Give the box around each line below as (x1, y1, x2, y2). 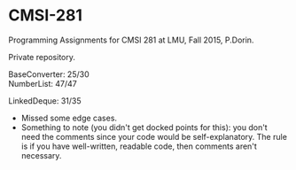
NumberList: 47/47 (8, 78, 77, 89)
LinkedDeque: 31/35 (8, 95, 82, 106)
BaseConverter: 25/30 (8, 68, 90, 80)
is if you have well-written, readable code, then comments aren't (20, 141, 258, 151)
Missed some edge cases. (20, 112, 117, 123)
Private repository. (8, 51, 76, 62)
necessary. (20, 150, 62, 160)
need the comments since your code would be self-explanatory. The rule (20, 131, 287, 142)
